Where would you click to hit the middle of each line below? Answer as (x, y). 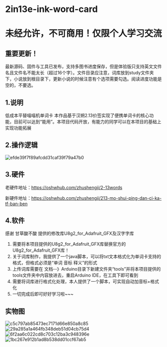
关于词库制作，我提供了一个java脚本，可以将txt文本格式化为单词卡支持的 (87, 257)
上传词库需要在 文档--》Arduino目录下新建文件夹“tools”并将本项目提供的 (86, 269)
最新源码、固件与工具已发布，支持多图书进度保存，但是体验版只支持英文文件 (83, 66)
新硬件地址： (18, 198)
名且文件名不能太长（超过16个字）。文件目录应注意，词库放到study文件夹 (80, 73)
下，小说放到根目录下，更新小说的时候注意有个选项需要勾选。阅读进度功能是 (83, 79)
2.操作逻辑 (22, 145)
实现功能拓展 (18, 128)
